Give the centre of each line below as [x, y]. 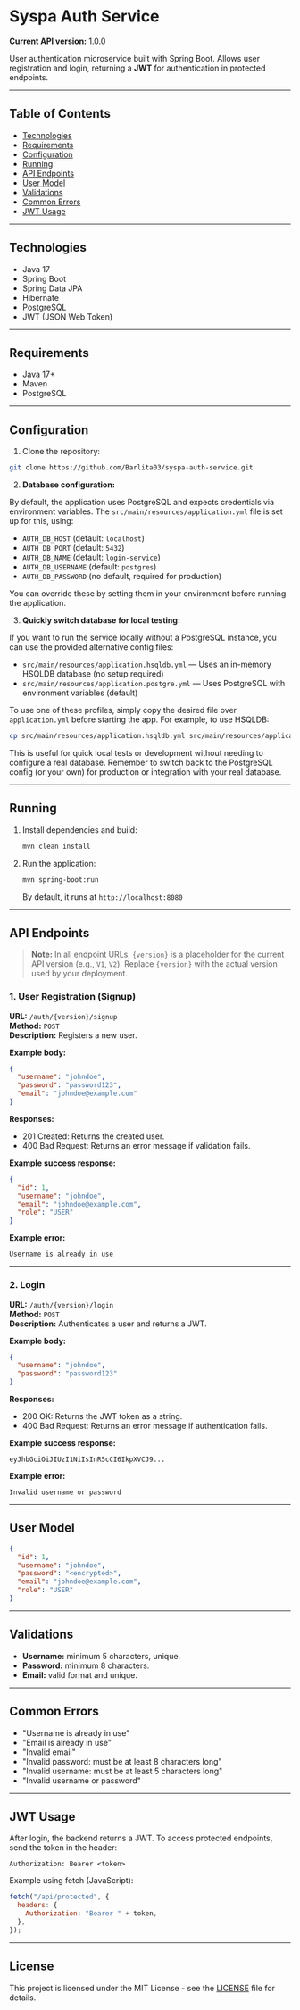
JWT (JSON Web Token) [67, 316]
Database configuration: [69, 485]
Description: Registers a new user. [73, 1035]
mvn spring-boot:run [60, 880]
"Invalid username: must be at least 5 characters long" [122, 1771]
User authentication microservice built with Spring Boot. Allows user [135, 58]
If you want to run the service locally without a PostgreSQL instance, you [143, 638]
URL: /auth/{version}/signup [63, 1016]
